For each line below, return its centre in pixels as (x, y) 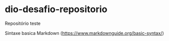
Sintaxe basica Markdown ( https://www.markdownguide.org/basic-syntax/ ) (84, 33)
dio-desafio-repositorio (56, 9)
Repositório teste (23, 23)
